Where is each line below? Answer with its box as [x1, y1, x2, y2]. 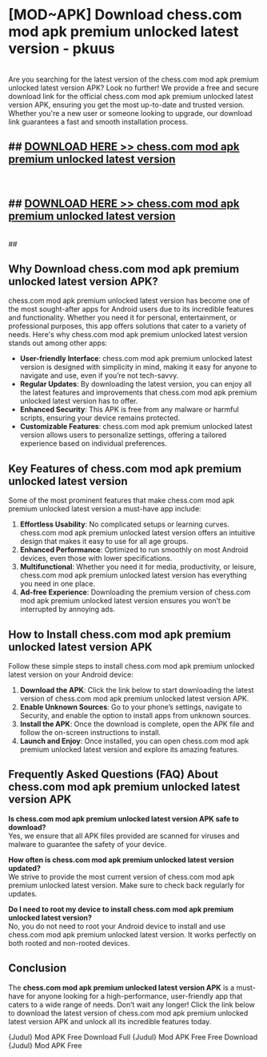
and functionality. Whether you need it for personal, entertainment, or [8, 313, 237, 323]
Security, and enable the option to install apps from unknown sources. [19, 711, 251, 720]
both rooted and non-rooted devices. [8, 938, 130, 948]
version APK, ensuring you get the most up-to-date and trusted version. [8, 100, 245, 109]
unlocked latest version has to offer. [19, 396, 138, 406]
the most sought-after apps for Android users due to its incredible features [8, 304, 254, 314]
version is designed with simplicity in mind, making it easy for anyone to [19, 362, 257, 372]
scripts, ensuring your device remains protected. [19, 413, 181, 423]
